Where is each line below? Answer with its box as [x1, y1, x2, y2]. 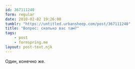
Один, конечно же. [5, 58, 45, 64]
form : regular [5, 12, 35, 17]
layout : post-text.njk [5, 44, 52, 49]
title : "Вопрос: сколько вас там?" [5, 26, 79, 31]
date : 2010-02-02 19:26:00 [5, 16, 61, 21]
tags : [5, 30, 16, 35]
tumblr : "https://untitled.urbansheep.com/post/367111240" [5, 21, 131, 26]
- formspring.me [14, 40, 48, 45]
